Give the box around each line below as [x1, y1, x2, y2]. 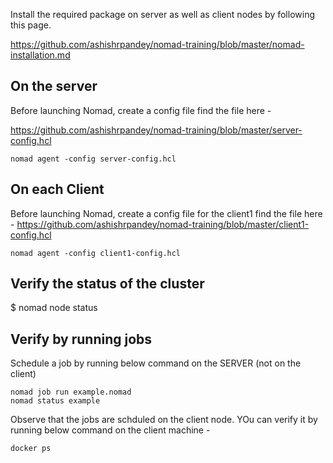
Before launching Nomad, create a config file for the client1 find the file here [10, 207, 323, 219]
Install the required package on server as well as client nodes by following [10, 9, 315, 20]
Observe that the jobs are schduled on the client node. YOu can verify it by [10, 414, 318, 426]
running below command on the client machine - [10, 424, 211, 436]
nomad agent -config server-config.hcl [10, 154, 177, 164]
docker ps [10, 444, 52, 454]
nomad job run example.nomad [10, 387, 132, 398]
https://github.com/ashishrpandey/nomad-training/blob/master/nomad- [10, 39, 305, 50]
